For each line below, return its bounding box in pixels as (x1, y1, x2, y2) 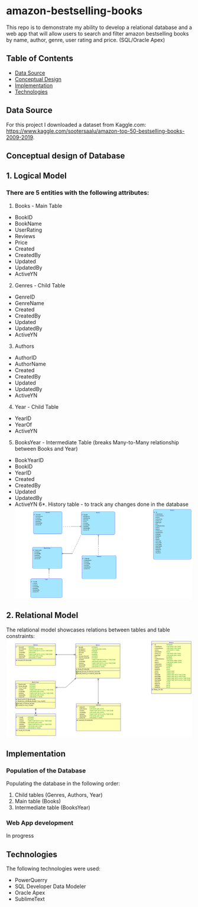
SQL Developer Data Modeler (14, 883, 86, 890)
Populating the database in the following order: (6, 780, 120, 787)
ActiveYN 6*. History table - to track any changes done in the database (14, 501, 189, 508)
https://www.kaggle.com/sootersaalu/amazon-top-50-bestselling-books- (6, 127, 185, 134)
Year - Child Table (14, 403, 59, 410)
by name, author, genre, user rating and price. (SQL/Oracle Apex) (6, 36, 165, 43)
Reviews (14, 232, 35, 239)
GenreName (14, 299, 44, 306)
